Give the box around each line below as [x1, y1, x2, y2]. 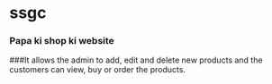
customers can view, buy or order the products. [9, 64, 186, 75]
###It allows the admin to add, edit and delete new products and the [9, 55, 263, 65]
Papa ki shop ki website [9, 35, 114, 47]
